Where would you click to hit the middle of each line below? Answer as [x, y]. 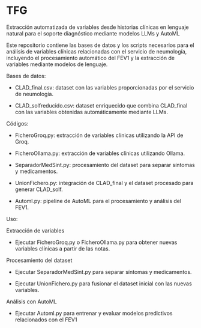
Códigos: [17, 123]
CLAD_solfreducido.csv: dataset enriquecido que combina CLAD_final [101, 105]
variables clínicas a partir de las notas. [62, 248]
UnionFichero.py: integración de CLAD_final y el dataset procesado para [104, 183]
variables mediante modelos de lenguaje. [57, 64]
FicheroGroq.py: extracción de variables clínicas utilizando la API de [99, 135]
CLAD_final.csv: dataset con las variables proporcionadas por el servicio [104, 87]
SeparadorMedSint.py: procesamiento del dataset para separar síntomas [105, 165]
